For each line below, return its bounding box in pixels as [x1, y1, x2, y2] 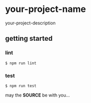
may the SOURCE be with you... [5, 92, 70, 98]
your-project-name [5, 3, 86, 15]
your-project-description [5, 20, 56, 26]
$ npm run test [5, 83, 37, 88]
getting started [5, 34, 53, 43]
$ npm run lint [5, 61, 37, 66]
